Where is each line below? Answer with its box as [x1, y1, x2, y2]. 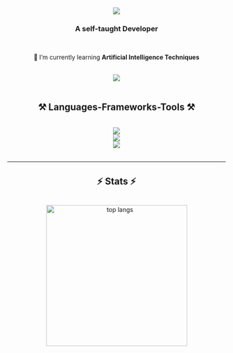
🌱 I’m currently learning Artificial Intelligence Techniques [33, 53, 200, 62]
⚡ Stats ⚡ [96, 175, 137, 187]
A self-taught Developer [75, 24, 158, 34]
